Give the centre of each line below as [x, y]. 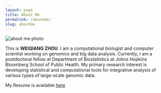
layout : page [19, 10]
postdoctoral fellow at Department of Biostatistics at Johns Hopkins [76, 59]
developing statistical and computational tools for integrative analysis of [81, 70]
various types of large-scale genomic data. [50, 75]
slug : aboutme [20, 24]
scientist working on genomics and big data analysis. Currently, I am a [79, 54]
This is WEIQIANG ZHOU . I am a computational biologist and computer [79, 48]
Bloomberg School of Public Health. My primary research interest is [76, 65]
